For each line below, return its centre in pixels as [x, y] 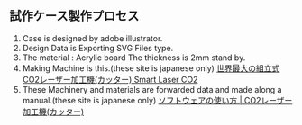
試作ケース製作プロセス [74, 16]
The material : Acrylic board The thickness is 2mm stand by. [134, 58]
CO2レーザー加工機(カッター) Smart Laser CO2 [110, 79]
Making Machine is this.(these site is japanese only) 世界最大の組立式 [151, 68]
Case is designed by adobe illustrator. [92, 38]
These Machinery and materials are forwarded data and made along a [152, 89]
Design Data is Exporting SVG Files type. [98, 48]
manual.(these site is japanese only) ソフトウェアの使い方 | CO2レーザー [157, 100]
